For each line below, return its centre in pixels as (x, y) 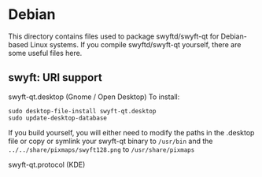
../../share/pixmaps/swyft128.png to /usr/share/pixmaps (101, 149)
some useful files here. (45, 53)
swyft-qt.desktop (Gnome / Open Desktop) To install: (94, 97)
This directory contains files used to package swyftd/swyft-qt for (114, 36)
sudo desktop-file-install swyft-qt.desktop (82, 111)
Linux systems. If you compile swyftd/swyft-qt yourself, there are (136, 44)
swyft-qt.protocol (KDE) (47, 164)
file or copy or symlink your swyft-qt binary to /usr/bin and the (111, 141)
